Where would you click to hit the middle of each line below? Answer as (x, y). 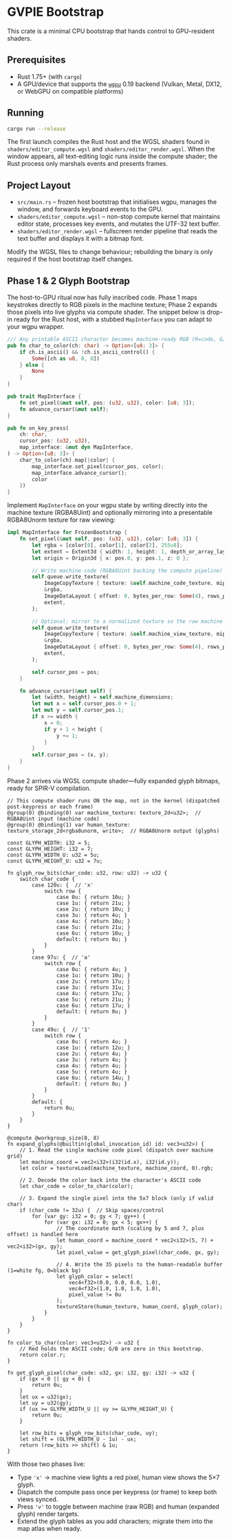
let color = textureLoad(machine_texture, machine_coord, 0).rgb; (117, 1168)
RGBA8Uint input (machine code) (53, 819)
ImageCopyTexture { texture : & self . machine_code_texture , (129, 583)
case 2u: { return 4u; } (92, 1054)
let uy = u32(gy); (46, 1403)
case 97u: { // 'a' (61, 957)
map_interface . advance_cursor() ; (80, 473)
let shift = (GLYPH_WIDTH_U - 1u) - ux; (78, 1439)
